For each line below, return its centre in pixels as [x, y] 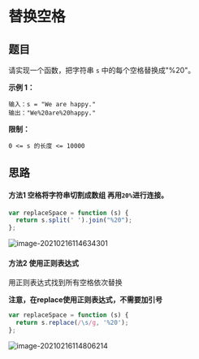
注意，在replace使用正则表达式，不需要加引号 [86, 300]
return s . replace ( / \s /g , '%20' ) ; [72, 323]
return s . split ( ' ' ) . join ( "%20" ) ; [74, 220]
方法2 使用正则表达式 [44, 263]
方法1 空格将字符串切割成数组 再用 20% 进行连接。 [89, 195]
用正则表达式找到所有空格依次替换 [65, 283]
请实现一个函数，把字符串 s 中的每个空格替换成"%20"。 [102, 70]
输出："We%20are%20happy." [52, 113]
